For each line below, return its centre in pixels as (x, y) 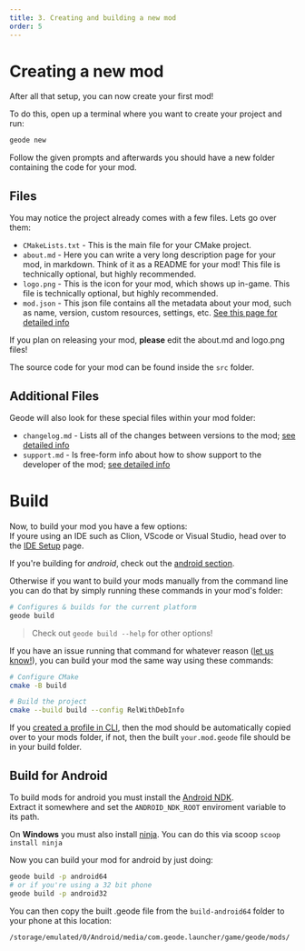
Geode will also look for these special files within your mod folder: (133, 417)
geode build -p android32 (58, 893)
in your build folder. (45, 747)
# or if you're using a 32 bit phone (81, 885)
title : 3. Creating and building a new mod (93, 18)
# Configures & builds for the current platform (103, 607)
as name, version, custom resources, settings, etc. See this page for (150, 313)
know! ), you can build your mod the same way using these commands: (142, 660)
